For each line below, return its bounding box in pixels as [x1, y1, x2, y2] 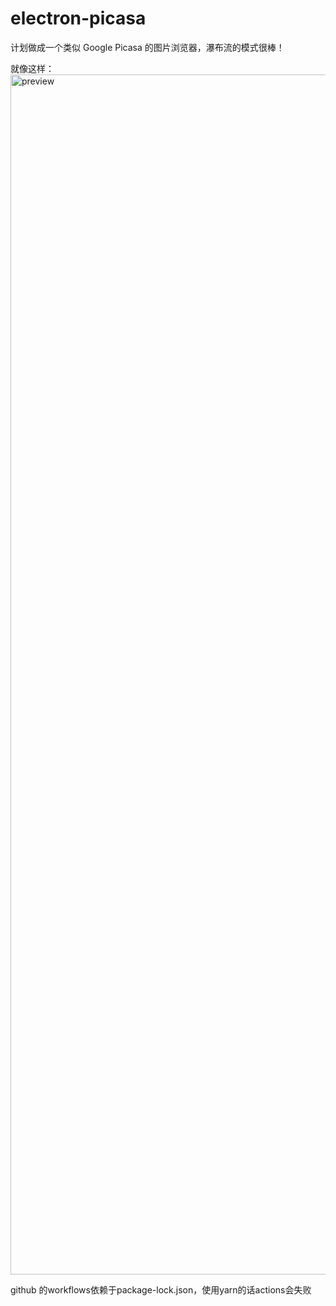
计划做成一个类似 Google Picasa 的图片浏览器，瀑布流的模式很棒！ [10, 41, 285, 53]
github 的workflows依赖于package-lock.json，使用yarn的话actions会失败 [10, 1283, 312, 1296]
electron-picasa [10, 7, 147, 30]
